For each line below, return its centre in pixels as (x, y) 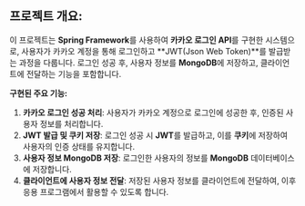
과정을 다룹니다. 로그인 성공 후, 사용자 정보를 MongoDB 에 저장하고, (138, 63)
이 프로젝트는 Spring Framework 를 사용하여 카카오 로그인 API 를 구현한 (137, 40)
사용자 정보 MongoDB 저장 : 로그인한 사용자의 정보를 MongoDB (135, 158)
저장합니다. (52, 169)
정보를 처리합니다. (71, 123)
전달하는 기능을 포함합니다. (74, 74)
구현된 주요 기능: (39, 93)
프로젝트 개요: (46, 16)
